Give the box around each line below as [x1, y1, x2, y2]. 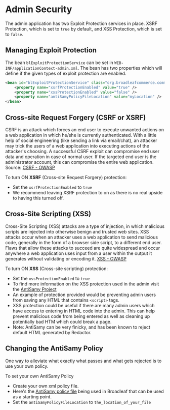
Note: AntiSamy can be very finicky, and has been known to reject [12, 324, 151, 330]
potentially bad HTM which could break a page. [12, 318, 112, 325]
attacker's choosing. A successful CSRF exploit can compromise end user [5, 148, 160, 154]
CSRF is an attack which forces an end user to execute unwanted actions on [5, 126, 164, 133]
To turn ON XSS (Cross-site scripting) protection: [5, 266, 108, 272]
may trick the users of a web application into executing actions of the [5, 142, 149, 149]
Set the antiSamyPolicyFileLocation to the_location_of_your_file [12, 399, 151, 405]
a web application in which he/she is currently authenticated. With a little [5, 132, 157, 138]
